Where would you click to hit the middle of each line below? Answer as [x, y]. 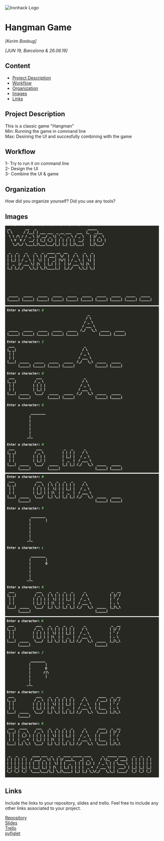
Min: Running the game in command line [46, 131]
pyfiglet [13, 833]
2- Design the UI [21, 169]
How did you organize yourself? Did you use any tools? [60, 201]
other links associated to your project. [43, 808]
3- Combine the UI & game [32, 174]
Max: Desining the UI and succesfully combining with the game [69, 136]
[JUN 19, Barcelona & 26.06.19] [36, 51]
